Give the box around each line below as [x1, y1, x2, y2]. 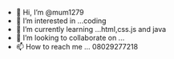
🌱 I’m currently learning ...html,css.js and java [15, 25, 167, 33]
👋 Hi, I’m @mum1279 [15, 8, 84, 17]
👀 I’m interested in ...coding [15, 16, 107, 26]
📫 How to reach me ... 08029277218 [15, 42, 139, 51]
